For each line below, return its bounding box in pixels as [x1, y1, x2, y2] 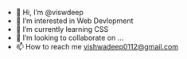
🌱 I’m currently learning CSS [15, 25, 109, 33]
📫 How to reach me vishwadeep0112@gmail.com [15, 42, 179, 51]
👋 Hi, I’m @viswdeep [15, 8, 84, 17]
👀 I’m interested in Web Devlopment [15, 16, 134, 26]
